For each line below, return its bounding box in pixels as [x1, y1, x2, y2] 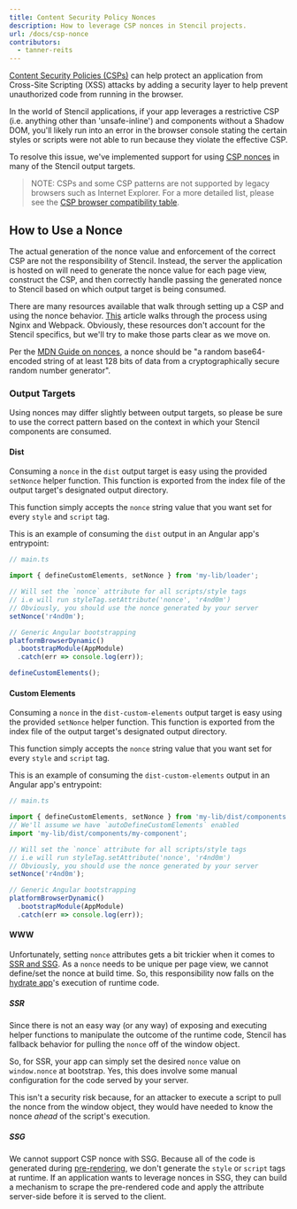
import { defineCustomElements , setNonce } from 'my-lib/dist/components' [9, 812, 291, 822]
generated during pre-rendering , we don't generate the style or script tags [9, 1162, 286, 1174]
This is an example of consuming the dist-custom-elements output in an [9, 770, 270, 780]
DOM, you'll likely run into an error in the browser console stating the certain [9, 125, 287, 136]
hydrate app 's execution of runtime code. [9, 977, 160, 988]
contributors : [9, 37, 62, 47]
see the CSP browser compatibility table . [30, 197, 179, 208]
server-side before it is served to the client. [9, 1190, 166, 1201]
